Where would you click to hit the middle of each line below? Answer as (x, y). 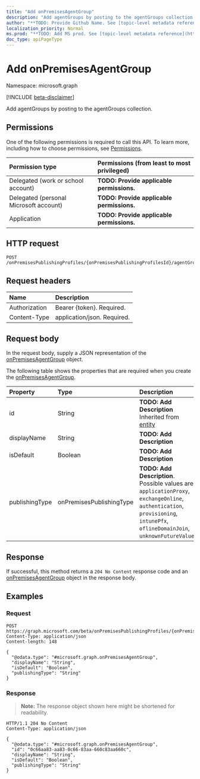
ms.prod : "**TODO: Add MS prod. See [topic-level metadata (81, 34)
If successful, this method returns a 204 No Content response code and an (97, 571)
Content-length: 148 (32, 642)
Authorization (28, 308)
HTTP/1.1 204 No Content (37, 723)
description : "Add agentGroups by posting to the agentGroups (85, 17)
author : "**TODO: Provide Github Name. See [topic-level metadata (90, 23)
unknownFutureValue (167, 536)
